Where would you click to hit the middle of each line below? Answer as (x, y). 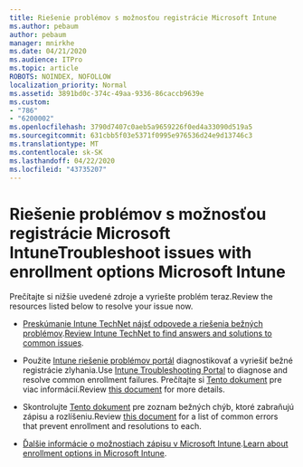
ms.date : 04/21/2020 (48, 52)
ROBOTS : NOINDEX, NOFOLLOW (60, 77)
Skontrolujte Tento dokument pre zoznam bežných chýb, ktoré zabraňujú (158, 407)
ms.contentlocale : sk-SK (56, 152)
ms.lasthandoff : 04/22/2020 (62, 161)
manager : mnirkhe (42, 43)
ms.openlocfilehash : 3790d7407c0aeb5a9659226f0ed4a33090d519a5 (131, 128)
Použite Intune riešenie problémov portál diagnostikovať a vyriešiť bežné (158, 361)
